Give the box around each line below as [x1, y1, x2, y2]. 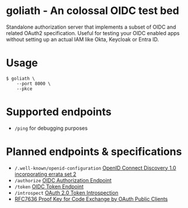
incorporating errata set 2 [14, 171, 77, 178]
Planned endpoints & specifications [6, 145, 182, 158]
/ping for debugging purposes [14, 124, 88, 131]
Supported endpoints [6, 105, 112, 119]
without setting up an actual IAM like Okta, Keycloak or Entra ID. [6, 36, 159, 43]
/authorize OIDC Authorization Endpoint [14, 176, 112, 183]
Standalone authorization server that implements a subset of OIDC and [6, 23, 176, 30]
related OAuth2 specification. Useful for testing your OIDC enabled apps [6, 29, 180, 36]
